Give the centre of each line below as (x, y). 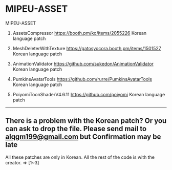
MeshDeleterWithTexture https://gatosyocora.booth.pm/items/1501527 (87, 48)
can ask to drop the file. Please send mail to (76, 129)
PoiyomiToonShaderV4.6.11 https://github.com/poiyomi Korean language (89, 94)
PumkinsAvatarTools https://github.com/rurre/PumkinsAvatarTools (82, 79)
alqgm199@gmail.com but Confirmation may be (83, 137)
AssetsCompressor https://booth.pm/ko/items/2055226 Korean (80, 33)
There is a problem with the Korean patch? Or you (86, 121)
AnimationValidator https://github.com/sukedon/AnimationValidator (83, 63)
